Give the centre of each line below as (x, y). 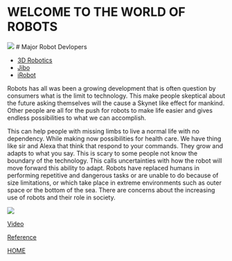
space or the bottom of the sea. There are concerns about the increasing (111, 190)
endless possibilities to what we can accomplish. (77, 118)
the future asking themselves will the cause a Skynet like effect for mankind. (116, 103)
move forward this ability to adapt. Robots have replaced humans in (103, 168)
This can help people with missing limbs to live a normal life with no (103, 131)
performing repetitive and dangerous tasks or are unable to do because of (113, 175)
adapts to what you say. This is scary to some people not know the (102, 153)
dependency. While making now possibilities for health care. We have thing (114, 138)
